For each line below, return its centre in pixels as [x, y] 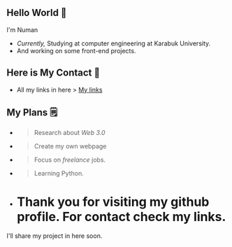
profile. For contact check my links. [121, 217]
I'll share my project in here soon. [55, 236]
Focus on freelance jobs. [70, 160]
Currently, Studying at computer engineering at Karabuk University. [114, 43]
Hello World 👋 [37, 13]
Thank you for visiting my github [113, 202]
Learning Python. [59, 174]
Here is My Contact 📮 [53, 73]
